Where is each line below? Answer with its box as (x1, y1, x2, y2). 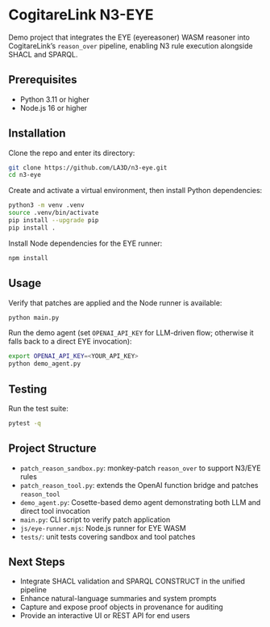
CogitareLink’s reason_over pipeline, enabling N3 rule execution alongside (8, 40, 253, 50)
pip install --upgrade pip (8, 217, 99, 225)
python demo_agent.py (8, 360, 81, 368)
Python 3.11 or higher (19, 95, 90, 104)
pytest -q (8, 419, 42, 427)
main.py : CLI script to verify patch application (19, 515, 171, 524)
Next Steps (8, 555, 65, 569)
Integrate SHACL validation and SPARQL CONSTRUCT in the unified (19, 576, 246, 587)
